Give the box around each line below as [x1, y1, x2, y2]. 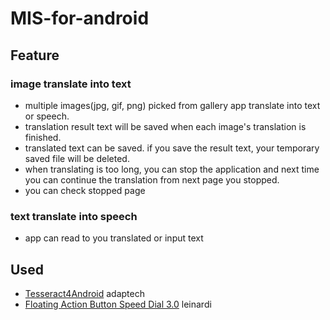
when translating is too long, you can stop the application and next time [24, 163, 320, 175]
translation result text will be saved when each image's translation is [24, 120, 307, 132]
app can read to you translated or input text [24, 232, 204, 244]
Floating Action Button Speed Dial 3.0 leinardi [24, 298, 212, 310]
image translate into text [10, 77, 132, 91]
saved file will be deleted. [24, 152, 130, 164]
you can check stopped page [24, 184, 146, 196]
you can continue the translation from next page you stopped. [24, 173, 280, 186]
